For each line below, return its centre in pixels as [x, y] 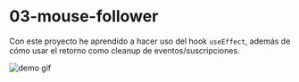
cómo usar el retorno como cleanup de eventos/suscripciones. [125, 50]
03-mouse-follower [84, 16]
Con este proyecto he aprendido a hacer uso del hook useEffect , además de [150, 41]
